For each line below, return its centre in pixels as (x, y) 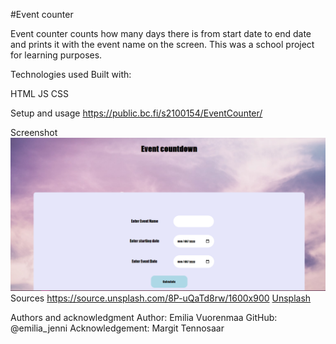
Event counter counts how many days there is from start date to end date (161, 33)
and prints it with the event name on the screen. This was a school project (162, 44)
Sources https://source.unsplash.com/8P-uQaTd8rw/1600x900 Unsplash (161, 298)
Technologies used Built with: (71, 74)
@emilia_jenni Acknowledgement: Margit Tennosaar (117, 328)
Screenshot (34, 132)
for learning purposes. (56, 55)
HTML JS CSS (40, 93)
